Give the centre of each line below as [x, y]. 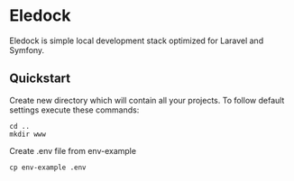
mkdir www [28, 134]
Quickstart [40, 79]
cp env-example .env [48, 167]
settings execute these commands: [74, 110]
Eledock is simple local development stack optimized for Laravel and [137, 41]
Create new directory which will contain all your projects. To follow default [147, 100]
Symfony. [27, 50]
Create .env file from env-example [73, 150]
